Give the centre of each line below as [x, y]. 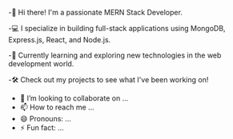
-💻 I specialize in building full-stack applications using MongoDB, [117, 28]
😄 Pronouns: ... [46, 119]
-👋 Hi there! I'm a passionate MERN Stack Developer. [95, 12]
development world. [41, 64]
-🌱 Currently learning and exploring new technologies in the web [115, 55]
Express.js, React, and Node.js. [60, 40]
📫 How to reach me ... [57, 107]
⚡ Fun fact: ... [42, 127]
